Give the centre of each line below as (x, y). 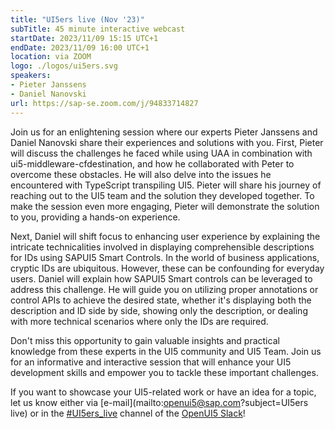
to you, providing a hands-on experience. (95, 217)
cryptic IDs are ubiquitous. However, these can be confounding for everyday (167, 268)
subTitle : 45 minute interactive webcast (98, 29)
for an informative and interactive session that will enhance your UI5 (151, 362)
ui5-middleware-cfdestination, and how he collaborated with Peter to (152, 163)
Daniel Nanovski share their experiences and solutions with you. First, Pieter (167, 142)
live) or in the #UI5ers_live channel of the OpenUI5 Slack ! (128, 413)
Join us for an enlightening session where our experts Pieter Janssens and (164, 132)
